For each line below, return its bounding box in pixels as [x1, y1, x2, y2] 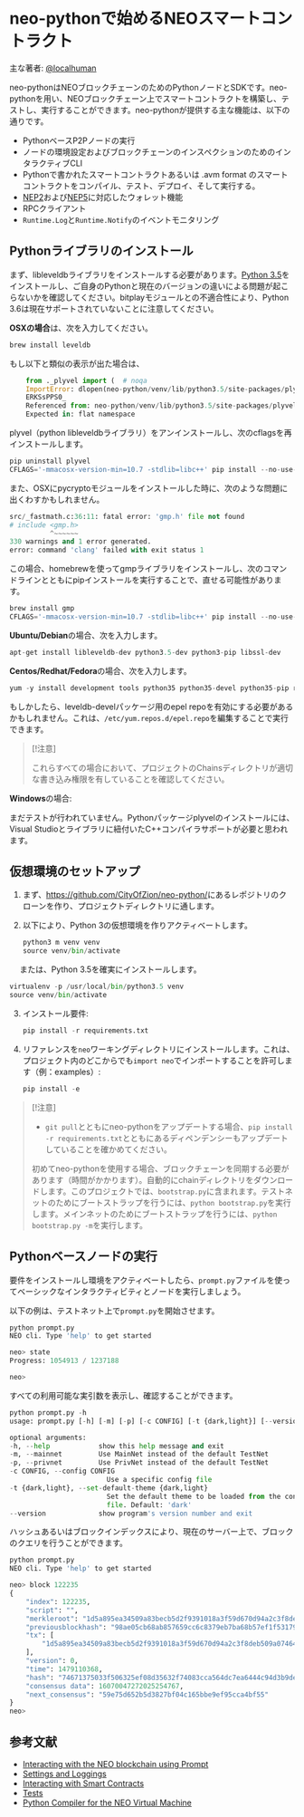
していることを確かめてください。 [44, 1143, 172, 1155]
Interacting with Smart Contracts [22, 1777, 145, 1789]
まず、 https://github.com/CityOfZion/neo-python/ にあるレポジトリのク [22, 889, 288, 900]
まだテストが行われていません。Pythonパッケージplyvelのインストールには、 [9, 812, 295, 822]
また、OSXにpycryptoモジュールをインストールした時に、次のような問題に [9, 482, 289, 494]
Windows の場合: [9, 793, 72, 803]
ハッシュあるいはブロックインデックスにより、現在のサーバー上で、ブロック [9, 1526, 294, 1537]
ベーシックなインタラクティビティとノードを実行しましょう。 [16, 1285, 246, 1296]
